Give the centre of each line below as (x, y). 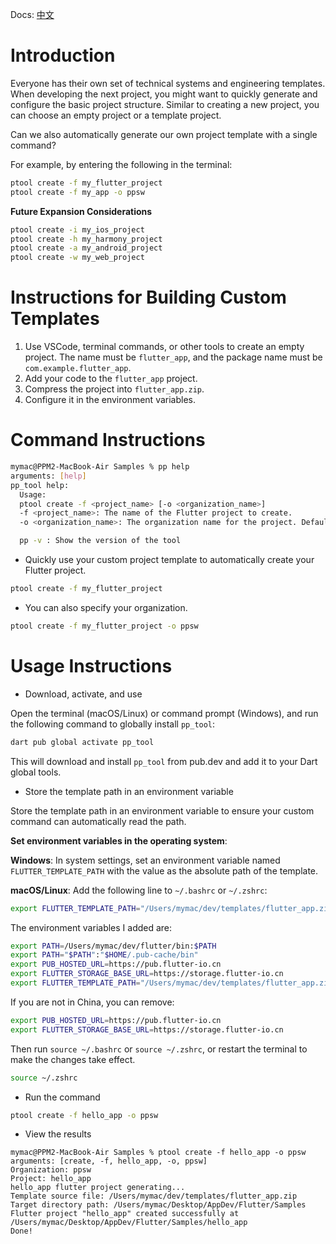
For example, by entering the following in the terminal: (121, 164)
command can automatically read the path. (98, 821)
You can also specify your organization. (106, 607)
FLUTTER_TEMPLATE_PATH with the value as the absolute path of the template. (164, 870)
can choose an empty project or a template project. (116, 115)
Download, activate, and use (83, 694)
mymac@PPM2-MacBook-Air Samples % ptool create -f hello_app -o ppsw (158, 1153)
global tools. (36, 772)
